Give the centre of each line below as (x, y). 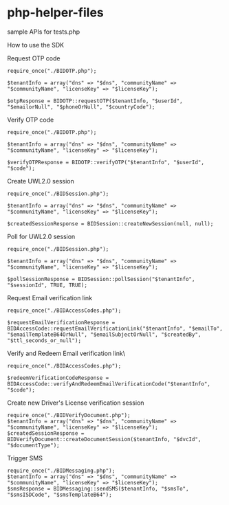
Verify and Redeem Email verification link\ (66, 353)
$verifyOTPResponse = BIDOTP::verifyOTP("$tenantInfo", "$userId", (106, 162)
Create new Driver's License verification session (76, 403)
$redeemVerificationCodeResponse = (58, 378)
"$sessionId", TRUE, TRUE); (47, 285)
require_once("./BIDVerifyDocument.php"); (69, 415)
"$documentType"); (33, 445)
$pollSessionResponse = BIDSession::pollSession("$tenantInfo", (101, 279)
